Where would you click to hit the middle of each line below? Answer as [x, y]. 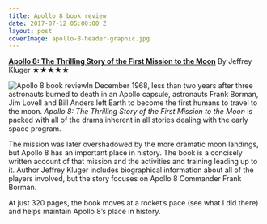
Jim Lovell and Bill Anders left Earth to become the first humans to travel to [133, 103]
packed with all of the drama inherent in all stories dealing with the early [128, 120]
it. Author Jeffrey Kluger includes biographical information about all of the [131, 170]
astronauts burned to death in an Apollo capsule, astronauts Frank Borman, [133, 95]
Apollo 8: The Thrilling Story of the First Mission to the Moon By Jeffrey [130, 61]
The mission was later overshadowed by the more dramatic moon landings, [133, 144]
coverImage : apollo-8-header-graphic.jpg [79, 38]
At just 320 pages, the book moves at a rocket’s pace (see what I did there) [133, 203]
